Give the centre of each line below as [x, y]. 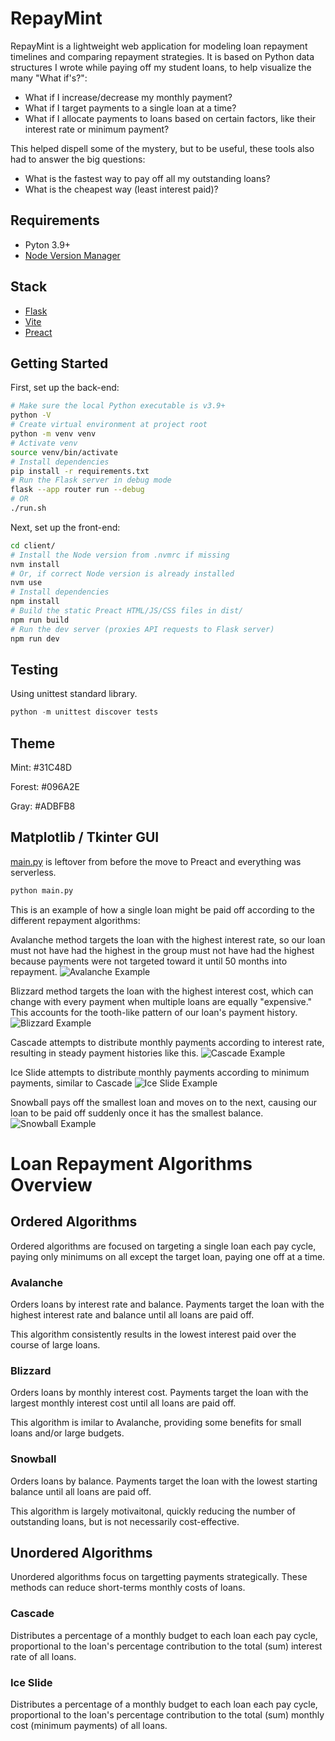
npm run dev [35, 638]
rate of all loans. [43, 1656]
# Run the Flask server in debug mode [91, 480]
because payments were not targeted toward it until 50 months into [149, 961]
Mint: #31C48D [41, 767]
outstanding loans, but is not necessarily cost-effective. [125, 1521]
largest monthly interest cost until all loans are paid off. [123, 1403]
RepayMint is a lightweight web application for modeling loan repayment [159, 46]
